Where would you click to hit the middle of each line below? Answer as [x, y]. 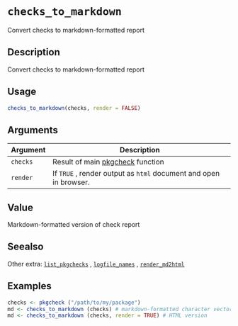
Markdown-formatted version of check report [74, 225]
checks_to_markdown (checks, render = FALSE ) [74, 108]
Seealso [25, 247]
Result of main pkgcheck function [108, 162]
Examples [29, 286]
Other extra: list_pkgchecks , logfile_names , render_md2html [96, 264]
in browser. [71, 182]
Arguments [33, 130]
